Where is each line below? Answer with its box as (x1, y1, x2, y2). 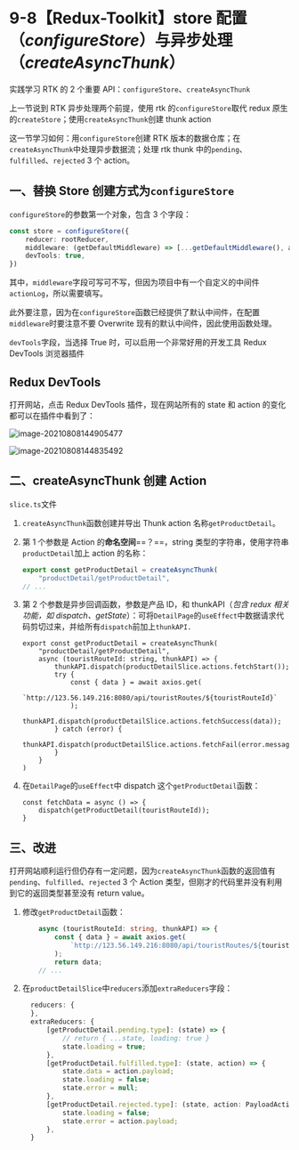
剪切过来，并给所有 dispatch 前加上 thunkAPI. (29, 621, 192, 632)
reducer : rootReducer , (25, 235, 109, 244)
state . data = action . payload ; (61, 1067, 174, 1076)
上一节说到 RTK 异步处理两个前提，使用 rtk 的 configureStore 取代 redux (9, 102, 271, 113)
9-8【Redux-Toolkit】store (9, 8, 213, 28)
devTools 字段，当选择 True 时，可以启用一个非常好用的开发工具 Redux (9, 337, 267, 348)
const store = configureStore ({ (9, 226, 129, 236)
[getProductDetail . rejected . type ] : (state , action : (45, 1100, 242, 1109)
